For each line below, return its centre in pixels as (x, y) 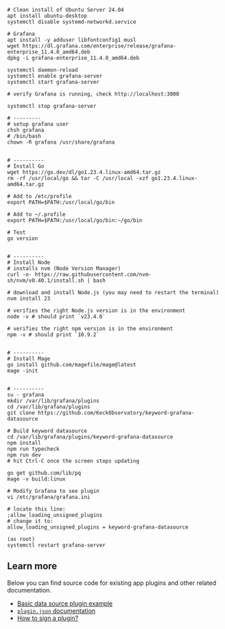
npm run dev (24, 455)
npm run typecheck (33, 449)
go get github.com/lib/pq (44, 473)
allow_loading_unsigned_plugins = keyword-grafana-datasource (98, 527)
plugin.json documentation (56, 610)
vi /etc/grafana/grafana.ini (49, 497)
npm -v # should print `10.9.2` (53, 335)
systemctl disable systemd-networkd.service (72, 22)
